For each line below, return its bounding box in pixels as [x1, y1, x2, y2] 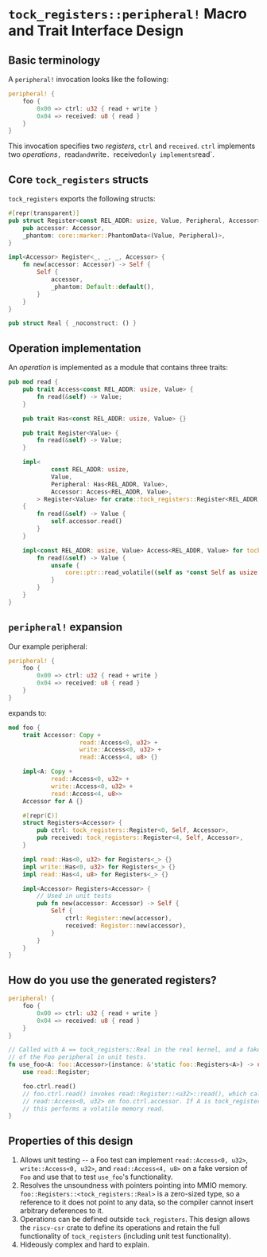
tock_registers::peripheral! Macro [8, 5, 248, 23]
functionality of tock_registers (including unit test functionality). [19, 1232, 232, 1241]
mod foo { [8, 724, 41, 732]
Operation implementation [8, 342, 141, 355]
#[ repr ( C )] [22, 811, 59, 820]
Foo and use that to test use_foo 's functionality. [19, 1172, 173, 1182]
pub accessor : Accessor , [22, 224, 105, 232]
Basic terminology [8, 53, 101, 67]
